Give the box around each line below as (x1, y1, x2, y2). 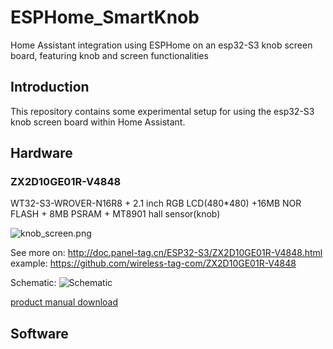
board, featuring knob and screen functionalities (10, 49, 209, 61)
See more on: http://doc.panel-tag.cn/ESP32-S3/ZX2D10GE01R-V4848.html (10, 247, 323, 259)
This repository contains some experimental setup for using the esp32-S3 (10, 105, 315, 117)
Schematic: (10, 277, 57, 289)
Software (10, 325, 69, 342)
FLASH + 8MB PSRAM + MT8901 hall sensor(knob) (10, 208, 221, 220)
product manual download (10, 296, 119, 308)
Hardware (10, 145, 73, 162)
